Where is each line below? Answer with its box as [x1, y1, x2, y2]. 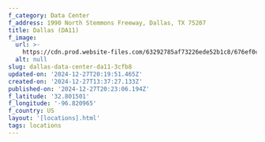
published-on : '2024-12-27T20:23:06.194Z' [8, 84, 150, 93]
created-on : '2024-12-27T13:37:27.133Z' [8, 77, 144, 85]
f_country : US [8, 107, 55, 115]
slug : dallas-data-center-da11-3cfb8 [8, 63, 132, 71]
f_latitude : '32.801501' [8, 92, 90, 100]
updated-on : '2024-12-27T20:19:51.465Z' [8, 70, 144, 78]
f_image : [8, 33, 37, 42]
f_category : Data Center [8, 11, 90, 20]
